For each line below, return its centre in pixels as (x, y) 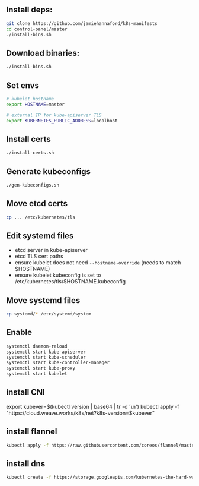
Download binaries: (43, 53)
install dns (26, 464)
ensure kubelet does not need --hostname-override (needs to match (98, 263)
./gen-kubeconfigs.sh (33, 185)
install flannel (32, 432)
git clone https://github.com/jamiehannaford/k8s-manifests (82, 23)
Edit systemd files (40, 236)
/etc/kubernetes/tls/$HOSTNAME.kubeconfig (70, 282)
